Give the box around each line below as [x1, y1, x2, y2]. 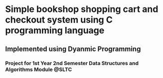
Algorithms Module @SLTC [5, 66, 72, 73]
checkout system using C [5, 14, 113, 25]
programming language [5, 25, 105, 36]
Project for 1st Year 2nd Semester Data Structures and [5, 59, 139, 66]
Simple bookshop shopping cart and [5, 3, 159, 15]
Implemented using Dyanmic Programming [5, 44, 141, 53]
